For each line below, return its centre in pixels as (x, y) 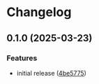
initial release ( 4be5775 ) (51, 73)
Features (22, 58)
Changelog (39, 12)
